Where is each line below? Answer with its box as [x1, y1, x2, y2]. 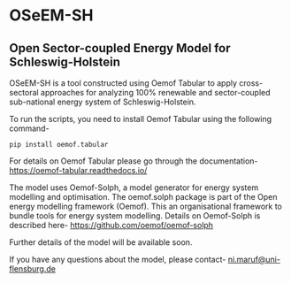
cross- [238, 78, 264, 88]
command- [9, 123, 50, 134]
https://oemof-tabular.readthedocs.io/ [9, 165, 148, 175]
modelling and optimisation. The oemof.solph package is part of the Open [9, 192, 278, 202]
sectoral [9, 88, 39, 97]
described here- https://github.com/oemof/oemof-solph [9, 220, 214, 230]
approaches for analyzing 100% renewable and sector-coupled [40, 88, 272, 97]
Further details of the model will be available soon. [9, 237, 193, 248]
